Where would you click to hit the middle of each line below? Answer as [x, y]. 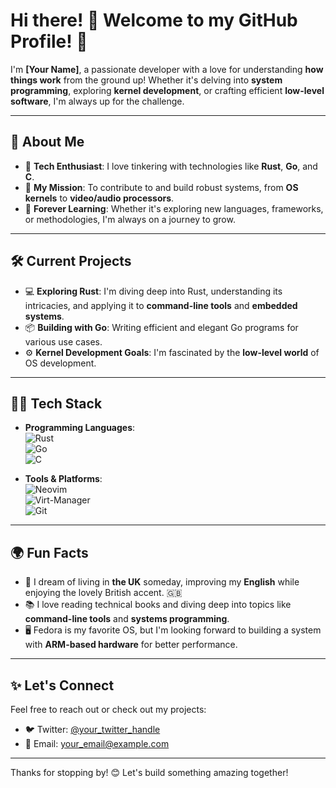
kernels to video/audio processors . [99, 198]
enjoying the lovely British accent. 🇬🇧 [103, 593]
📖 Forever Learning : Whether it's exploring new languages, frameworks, [174, 208]
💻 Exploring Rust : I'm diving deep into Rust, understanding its [153, 291]
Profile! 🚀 [49, 41]
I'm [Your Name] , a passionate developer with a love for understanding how [167, 69]
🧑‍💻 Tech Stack [56, 403]
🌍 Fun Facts [49, 552]
